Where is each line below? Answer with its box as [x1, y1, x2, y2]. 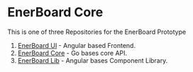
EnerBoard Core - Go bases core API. [17, 49, 128, 57]
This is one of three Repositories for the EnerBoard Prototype [7, 28, 187, 36]
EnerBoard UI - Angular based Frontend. [17, 41, 136, 49]
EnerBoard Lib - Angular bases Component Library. [17, 56, 168, 64]
